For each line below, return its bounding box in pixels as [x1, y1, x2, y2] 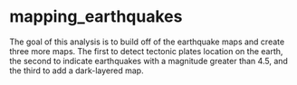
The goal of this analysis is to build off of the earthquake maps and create [9, 36, 285, 47]
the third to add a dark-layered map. [9, 65, 144, 76]
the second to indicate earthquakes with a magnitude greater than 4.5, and [9, 55, 288, 66]
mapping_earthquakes [9, 6, 183, 27]
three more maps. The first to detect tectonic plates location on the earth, [9, 45, 283, 56]
